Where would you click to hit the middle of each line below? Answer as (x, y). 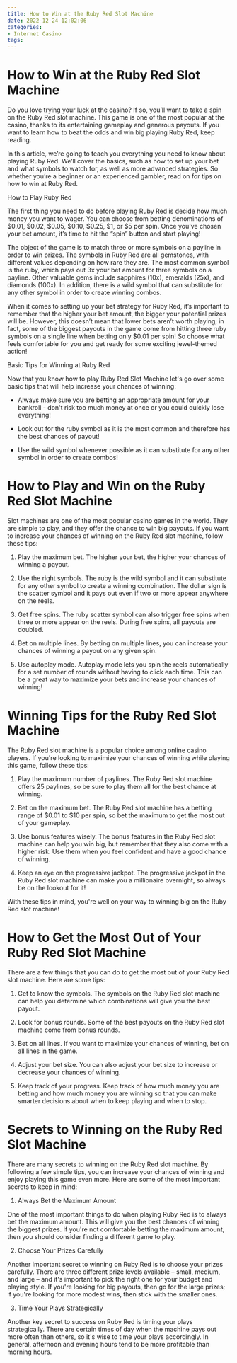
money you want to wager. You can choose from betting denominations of (115, 219)
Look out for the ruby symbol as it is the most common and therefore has (124, 429)
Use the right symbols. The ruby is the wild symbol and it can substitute (122, 578)
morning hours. (30, 1352)
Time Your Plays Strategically (60, 1308)
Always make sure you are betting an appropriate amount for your (114, 400)
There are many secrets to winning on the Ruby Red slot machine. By (108, 1164)
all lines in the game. (47, 1051)
